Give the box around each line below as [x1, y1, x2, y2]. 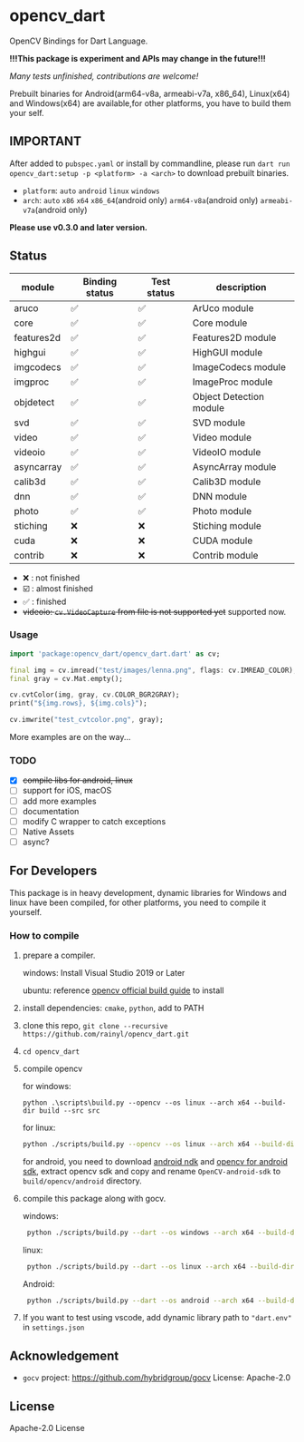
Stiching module [192, 519, 262, 531]
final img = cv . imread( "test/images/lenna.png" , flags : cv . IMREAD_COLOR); [9, 666, 298, 675]
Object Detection [192, 390, 265, 403]
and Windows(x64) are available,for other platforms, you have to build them [9, 97, 291, 109]
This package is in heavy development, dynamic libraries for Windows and [9, 887, 287, 898]
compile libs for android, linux [22, 775, 133, 785]
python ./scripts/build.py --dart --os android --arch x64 [26, 1296, 254, 1305]
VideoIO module [192, 445, 261, 458]
